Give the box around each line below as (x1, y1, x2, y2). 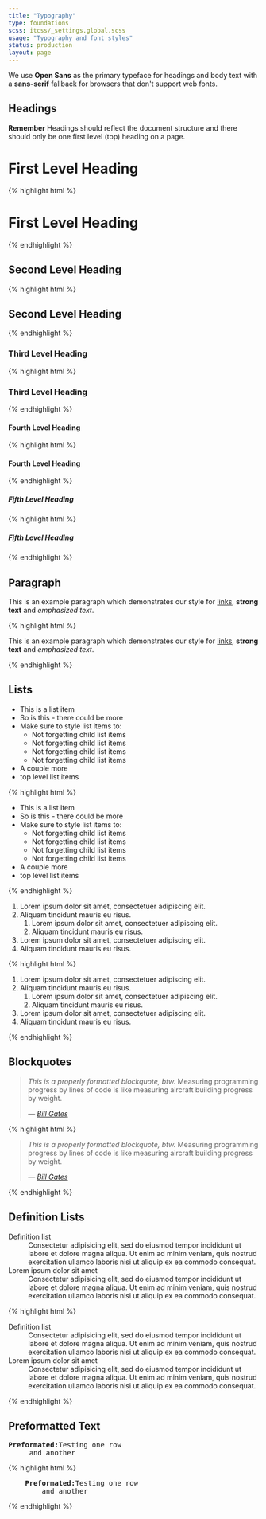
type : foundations (8, 19, 69, 27)
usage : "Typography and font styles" (8, 33, 133, 42)
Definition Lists (8, 1211, 85, 1224)
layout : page (8, 49, 52, 57)
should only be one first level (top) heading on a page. (8, 131, 186, 141)
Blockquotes (8, 1056, 72, 1069)
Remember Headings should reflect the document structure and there (8, 123, 238, 132)
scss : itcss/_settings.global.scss (8, 26, 126, 34)
